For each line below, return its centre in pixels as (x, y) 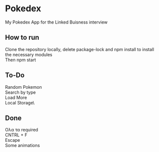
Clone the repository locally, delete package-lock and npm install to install (79, 49)
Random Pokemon (23, 87)
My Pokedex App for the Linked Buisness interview (56, 22)
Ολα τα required (22, 130)
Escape (13, 140)
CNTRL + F (16, 135)
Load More (16, 97)
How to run (22, 38)
